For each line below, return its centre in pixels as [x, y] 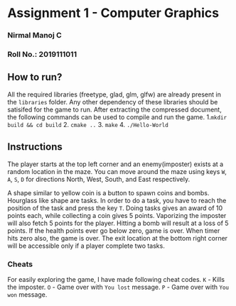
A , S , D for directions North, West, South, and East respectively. [99, 179]
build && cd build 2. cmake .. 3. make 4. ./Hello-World [88, 124]
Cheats [20, 264]
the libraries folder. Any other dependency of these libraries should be [113, 102]
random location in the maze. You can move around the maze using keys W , [117, 171]
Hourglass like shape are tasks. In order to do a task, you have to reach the [117, 200]
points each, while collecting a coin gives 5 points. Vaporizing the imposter [117, 215]
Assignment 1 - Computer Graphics [113, 13]
